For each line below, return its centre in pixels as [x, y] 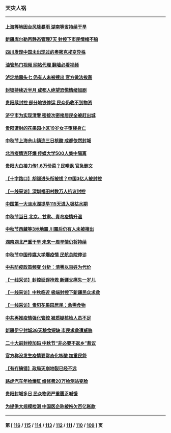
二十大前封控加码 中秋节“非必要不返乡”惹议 [51, 343]
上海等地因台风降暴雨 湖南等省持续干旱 [46, 27]
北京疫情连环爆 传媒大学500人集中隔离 [46, 153]
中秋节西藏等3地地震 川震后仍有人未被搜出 [50, 229]
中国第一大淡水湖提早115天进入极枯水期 [47, 204]
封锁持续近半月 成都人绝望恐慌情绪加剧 [46, 90]
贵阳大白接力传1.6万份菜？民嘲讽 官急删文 [49, 166]
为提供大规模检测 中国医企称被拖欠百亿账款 [50, 406]
